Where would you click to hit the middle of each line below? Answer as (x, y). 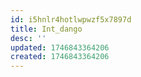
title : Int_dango (46, 29)
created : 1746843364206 (60, 57)
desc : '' (28, 38)
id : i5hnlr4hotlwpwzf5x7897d (71, 19)
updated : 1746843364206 (60, 47)
